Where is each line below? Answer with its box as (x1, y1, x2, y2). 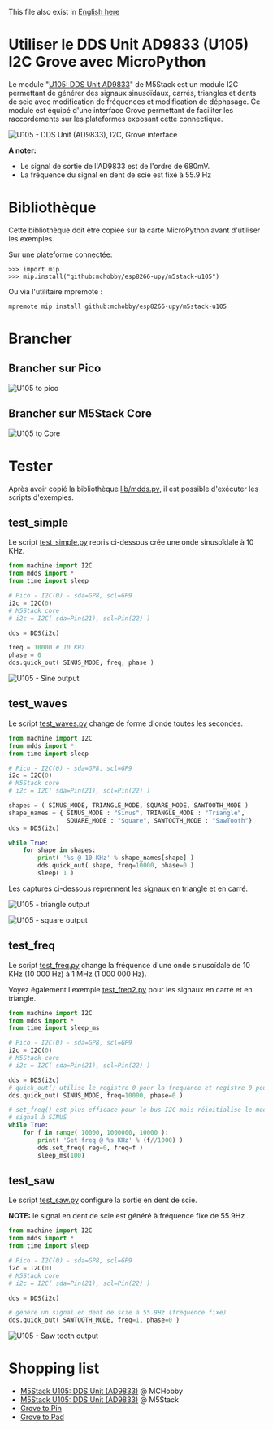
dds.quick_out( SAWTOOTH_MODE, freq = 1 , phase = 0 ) (8, 1316, 180, 1324)
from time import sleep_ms (8, 1024, 100, 1032)
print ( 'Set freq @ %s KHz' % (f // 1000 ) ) (37, 1136, 184, 1145)
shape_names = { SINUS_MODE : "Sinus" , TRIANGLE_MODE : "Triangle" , (8, 809, 245, 817)
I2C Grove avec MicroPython (8, 53, 206, 72)
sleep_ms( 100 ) (37, 1151, 85, 1159)
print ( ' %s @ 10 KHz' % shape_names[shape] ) (37, 853, 195, 862)
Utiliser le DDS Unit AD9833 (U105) (8, 36, 249, 54)
